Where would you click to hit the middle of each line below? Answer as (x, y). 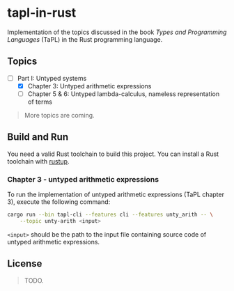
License (25, 264)
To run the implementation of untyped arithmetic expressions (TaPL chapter (116, 195)
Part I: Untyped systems (52, 78)
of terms (40, 102)
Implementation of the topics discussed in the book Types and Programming (117, 32)
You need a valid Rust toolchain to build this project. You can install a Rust (113, 154)
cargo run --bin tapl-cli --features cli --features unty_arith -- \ (110, 215)
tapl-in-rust (42, 13)
